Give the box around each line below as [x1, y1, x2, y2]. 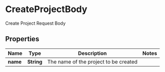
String [27, 58, 43, 65]
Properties [5, 35, 39, 43]
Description [78, 49, 107, 56]
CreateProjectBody [5, 4, 88, 15]
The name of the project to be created [47, 58, 138, 65]
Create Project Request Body [5, 20, 66, 26]
